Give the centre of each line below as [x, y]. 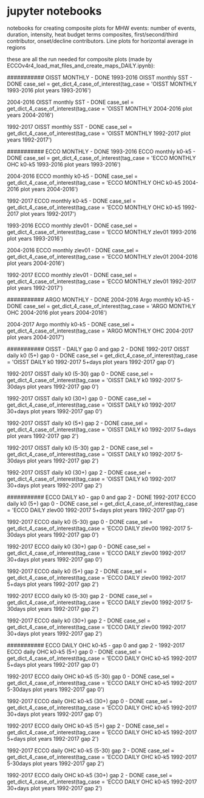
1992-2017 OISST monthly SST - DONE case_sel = [70, 126]
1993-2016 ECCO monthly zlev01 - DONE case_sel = [72, 225]
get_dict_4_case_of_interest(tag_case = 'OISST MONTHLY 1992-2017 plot [99, 133]
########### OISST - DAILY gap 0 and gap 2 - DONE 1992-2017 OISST [98, 349]
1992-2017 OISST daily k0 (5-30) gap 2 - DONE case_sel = [80, 447]
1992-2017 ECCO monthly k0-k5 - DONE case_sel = [72, 201]
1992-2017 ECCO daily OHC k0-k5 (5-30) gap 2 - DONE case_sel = [91, 750]
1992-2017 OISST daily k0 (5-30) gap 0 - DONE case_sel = [80, 373]
